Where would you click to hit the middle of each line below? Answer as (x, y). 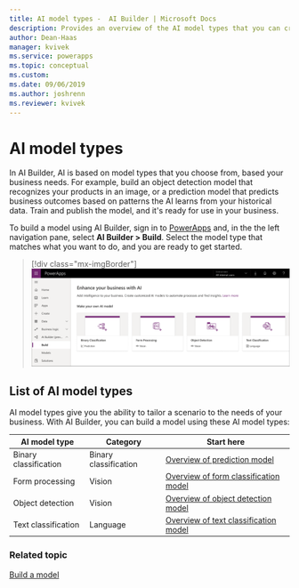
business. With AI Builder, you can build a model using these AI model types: (149, 422)
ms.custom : (29, 76)
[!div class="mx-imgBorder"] (84, 264)
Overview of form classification (223, 477)
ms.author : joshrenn (48, 93)
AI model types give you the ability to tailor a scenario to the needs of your (146, 413)
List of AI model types (71, 391)
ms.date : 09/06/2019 (48, 85)
